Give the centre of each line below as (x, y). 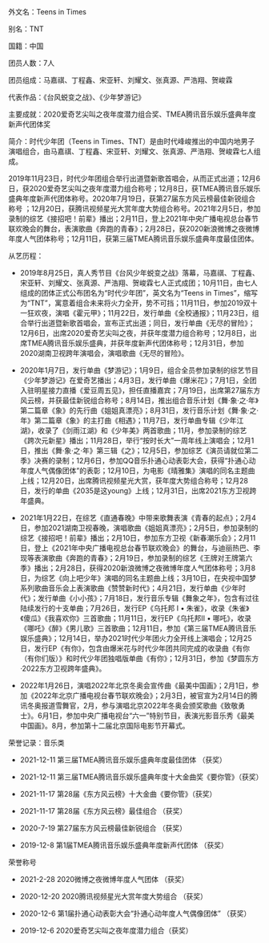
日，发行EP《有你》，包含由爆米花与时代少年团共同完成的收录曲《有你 (135, 648)
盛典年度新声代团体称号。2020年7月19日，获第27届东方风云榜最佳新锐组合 (132, 198)
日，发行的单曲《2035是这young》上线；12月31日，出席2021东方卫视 (134, 491)
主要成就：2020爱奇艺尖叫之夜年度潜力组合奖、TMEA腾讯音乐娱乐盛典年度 (132, 114)
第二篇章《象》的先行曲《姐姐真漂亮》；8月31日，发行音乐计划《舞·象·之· (139, 410)
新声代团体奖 (29, 124)
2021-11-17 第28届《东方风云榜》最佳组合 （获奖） (103, 811)
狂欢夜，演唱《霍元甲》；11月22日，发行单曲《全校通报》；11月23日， (139, 313)
